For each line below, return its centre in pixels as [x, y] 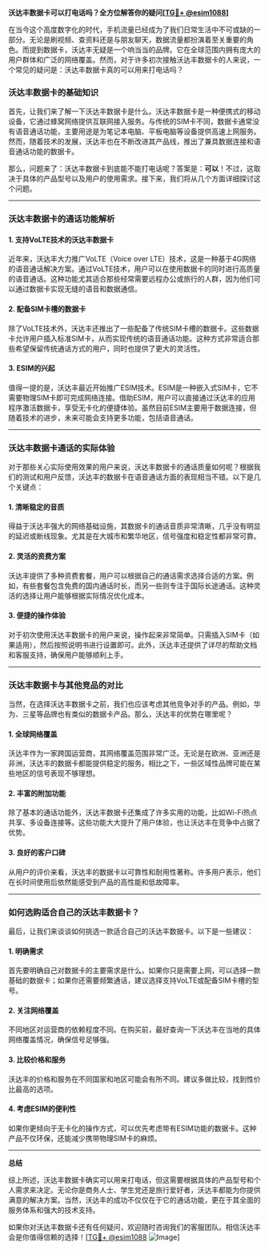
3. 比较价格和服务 [37, 1059]
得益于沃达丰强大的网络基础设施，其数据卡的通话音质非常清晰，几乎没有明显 [134, 526]
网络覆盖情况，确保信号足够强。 [61, 1040]
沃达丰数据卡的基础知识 [53, 92]
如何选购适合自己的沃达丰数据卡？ [74, 912]
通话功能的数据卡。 [46, 152]
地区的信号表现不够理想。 [57, 773]
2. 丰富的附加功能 [37, 793]
